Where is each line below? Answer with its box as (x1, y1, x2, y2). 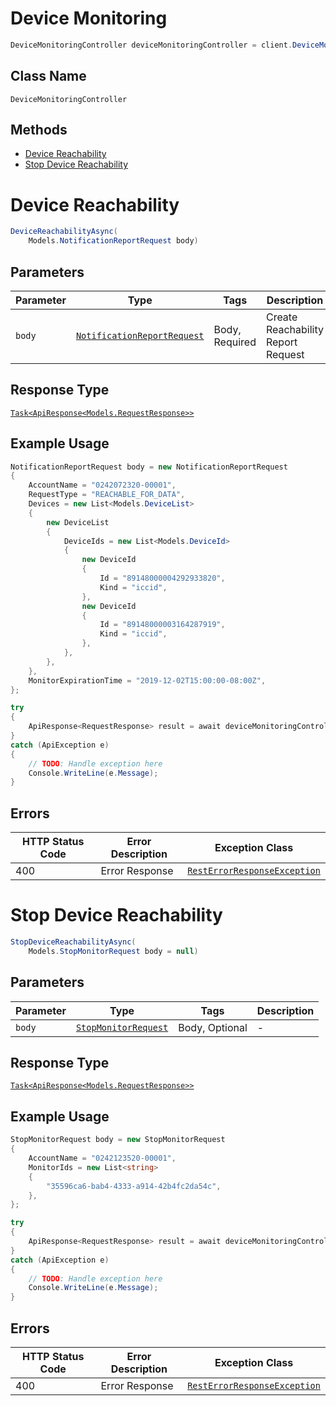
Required (213, 335, 257, 349)
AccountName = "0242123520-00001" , (28, 1153, 177, 1163)
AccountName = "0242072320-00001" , (28, 480, 177, 491)
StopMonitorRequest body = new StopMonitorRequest (10, 1135, 226, 1145)
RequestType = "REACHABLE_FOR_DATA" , (28, 490, 186, 500)
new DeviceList (46, 517, 110, 527)
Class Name (10, 68, 87, 85)
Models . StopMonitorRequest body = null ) (28, 946, 199, 956)
